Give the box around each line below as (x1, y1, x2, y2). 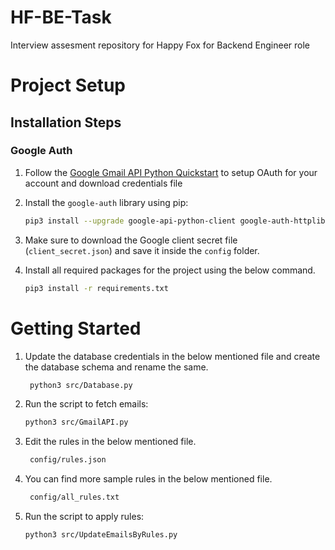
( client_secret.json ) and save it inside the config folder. (24, 244, 260, 256)
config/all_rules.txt (29, 492, 120, 503)
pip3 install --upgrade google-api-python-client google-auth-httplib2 (24, 216, 330, 226)
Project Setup (10, 74, 127, 97)
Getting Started (10, 317, 142, 340)
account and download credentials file (24, 177, 183, 189)
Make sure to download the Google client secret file (24, 234, 238, 246)
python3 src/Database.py (29, 380, 133, 390)
